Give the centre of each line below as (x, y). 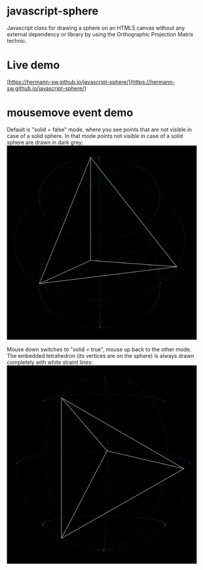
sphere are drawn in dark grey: (45, 142)
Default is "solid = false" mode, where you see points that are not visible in (99, 129)
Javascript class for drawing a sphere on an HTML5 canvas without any (96, 28)
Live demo (33, 65)
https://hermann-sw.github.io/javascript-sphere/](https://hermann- (92, 82)
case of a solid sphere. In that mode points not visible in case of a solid (95, 136)
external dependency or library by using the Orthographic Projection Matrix (100, 34)
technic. (17, 40)
